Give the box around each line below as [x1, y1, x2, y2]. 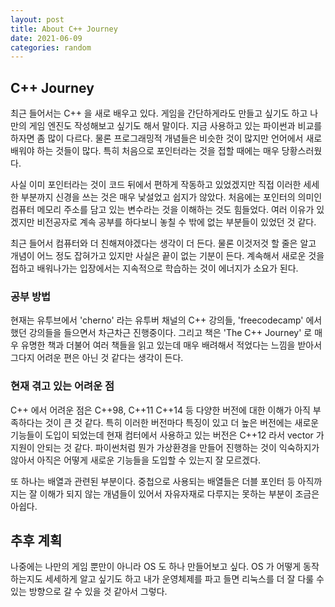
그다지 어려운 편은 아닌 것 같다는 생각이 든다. [10, 352, 184, 364]
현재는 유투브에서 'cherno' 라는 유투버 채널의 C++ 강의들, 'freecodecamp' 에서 [10, 314, 323, 326]
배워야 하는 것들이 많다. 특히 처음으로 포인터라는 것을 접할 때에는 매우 [10, 145, 280, 157]
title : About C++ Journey [10, 24, 118, 34]
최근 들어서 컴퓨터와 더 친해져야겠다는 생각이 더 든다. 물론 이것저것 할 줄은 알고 [10, 237, 317, 250]
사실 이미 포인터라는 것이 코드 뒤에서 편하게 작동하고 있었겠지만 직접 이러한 [10, 179, 302, 191]
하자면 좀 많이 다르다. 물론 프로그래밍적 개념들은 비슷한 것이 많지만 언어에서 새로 [10, 132, 323, 145]
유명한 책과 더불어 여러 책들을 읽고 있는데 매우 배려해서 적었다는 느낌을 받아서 [20, 339, 323, 351]
